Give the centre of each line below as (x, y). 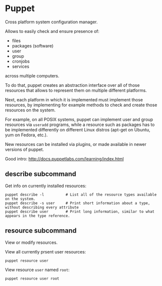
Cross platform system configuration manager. (51, 22)
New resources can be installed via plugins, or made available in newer (76, 144)
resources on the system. (30, 110)
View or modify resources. (31, 242)
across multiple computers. (32, 76)
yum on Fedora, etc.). (26, 135)
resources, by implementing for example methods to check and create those (81, 105)
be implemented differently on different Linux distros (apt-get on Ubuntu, (78, 129)
